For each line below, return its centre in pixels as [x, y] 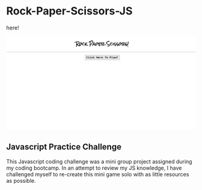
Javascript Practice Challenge [64, 147]
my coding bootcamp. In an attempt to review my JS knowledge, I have [94, 168]
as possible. [21, 180]
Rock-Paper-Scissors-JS [69, 11]
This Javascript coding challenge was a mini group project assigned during [99, 161]
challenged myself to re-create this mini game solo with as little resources [98, 174]
